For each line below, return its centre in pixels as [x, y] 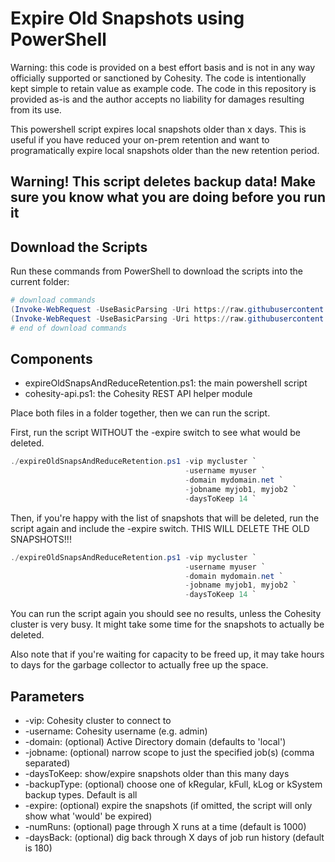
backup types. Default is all [81, 795]
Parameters [47, 696]
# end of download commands [69, 328]
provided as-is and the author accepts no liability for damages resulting [157, 99]
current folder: [40, 282]
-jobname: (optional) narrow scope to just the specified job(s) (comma [169, 753]
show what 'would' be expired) [88, 816]
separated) [47, 763]
